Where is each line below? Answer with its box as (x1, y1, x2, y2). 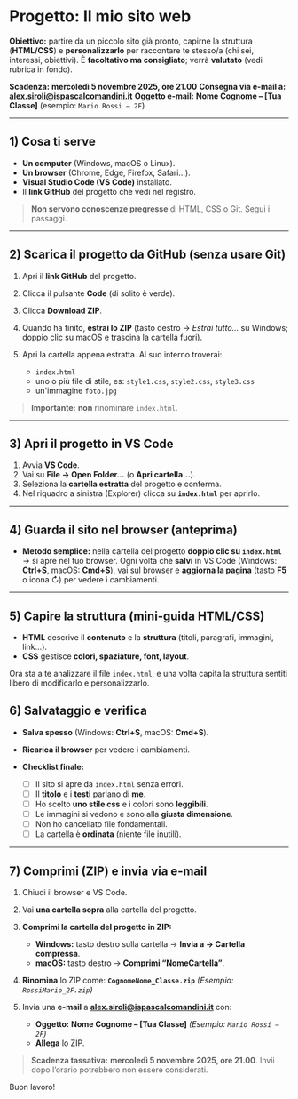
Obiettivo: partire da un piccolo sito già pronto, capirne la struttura (9, 36, 253, 46)
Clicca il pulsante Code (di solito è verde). (21, 287, 176, 299)
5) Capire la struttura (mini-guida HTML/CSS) (9, 608, 265, 623)
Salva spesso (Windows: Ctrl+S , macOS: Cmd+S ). (21, 726, 209, 737)
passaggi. (30, 213, 67, 223)
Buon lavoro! (9, 1082, 56, 1092)
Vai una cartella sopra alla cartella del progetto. (21, 904, 197, 915)
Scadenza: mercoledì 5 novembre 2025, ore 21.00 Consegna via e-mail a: (9, 81, 286, 92)
